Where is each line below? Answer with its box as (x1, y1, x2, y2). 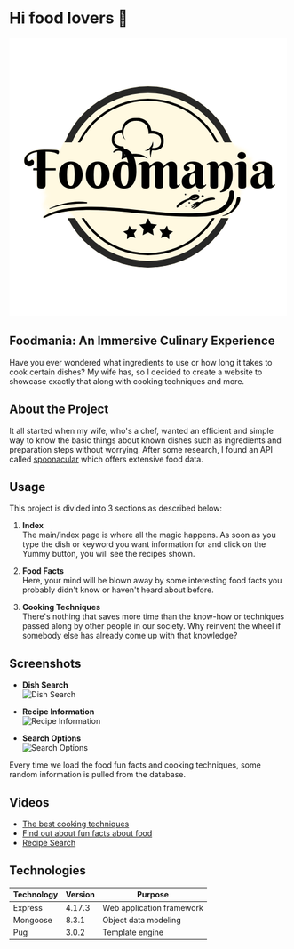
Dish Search (21, 680, 68, 690)
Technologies (9, 863, 87, 879)
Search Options (21, 733, 82, 744)
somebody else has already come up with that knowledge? (21, 631, 238, 641)
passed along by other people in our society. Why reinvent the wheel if (21, 621, 282, 631)
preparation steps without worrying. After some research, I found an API (9, 444, 274, 454)
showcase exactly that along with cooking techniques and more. (9, 375, 245, 386)
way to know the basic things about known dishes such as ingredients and (9, 435, 282, 446)
